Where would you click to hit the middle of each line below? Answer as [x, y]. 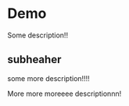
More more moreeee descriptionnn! [64, 94]
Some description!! [38, 35]
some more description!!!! [49, 78]
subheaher [34, 60]
